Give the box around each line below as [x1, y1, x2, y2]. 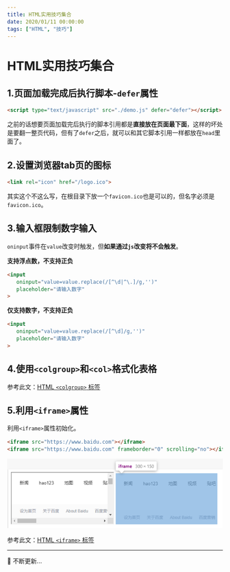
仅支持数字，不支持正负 [7, 306, 73, 315]
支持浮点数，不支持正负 [7, 257, 73, 265]
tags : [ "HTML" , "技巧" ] [7, 25, 73, 32]
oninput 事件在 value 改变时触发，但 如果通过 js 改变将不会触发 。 [7, 242, 183, 250]
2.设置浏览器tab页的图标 [7, 159, 112, 171]
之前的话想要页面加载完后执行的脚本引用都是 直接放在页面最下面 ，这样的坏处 [7, 120, 223, 128]
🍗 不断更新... [7, 556, 42, 565]
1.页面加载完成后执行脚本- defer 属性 [7, 87, 159, 99]
